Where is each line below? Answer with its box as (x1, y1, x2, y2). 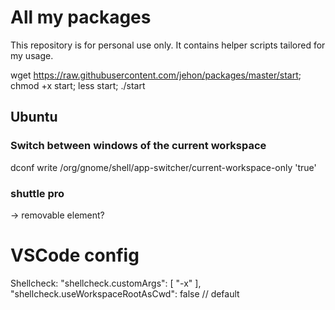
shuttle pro (10, 186, 65, 200)
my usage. (10, 49, 54, 61)
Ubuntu (10, 109, 58, 126)
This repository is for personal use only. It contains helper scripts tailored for (10, 39, 326, 51)
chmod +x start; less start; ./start (10, 79, 146, 91)
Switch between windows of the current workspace (10, 139, 267, 153)
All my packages (10, 6, 152, 29)
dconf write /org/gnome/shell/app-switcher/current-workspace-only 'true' (10, 161, 317, 173)
